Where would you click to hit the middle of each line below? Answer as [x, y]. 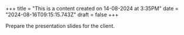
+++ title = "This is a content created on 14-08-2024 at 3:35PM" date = [92, 8]
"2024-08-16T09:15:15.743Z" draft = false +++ [62, 15]
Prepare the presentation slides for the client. [60, 26]
